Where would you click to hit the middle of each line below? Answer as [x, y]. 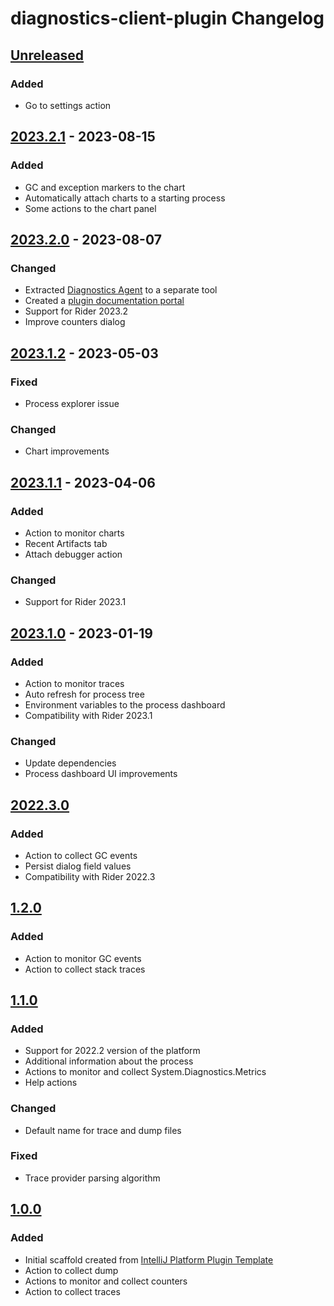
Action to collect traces [72, 1291]
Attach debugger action [73, 554]
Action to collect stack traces [85, 969]
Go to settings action [68, 105]
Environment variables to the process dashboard [125, 704]
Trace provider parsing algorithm [92, 1178]
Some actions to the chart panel [90, 208]
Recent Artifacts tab [66, 543]
